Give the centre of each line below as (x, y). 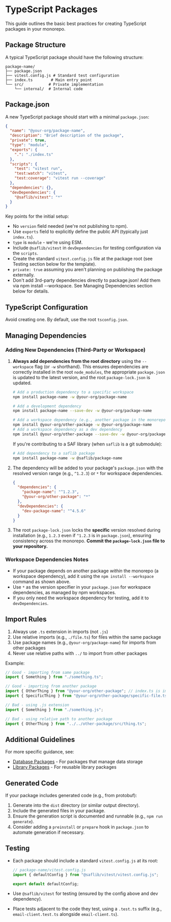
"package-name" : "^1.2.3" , (51, 492)
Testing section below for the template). (54, 264)
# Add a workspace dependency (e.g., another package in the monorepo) (90, 420)
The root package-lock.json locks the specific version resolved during (87, 530)
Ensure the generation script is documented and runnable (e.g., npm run (88, 816)
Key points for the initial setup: (37, 216)
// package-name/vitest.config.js (49, 870)
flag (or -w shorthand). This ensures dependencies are (92, 366)
